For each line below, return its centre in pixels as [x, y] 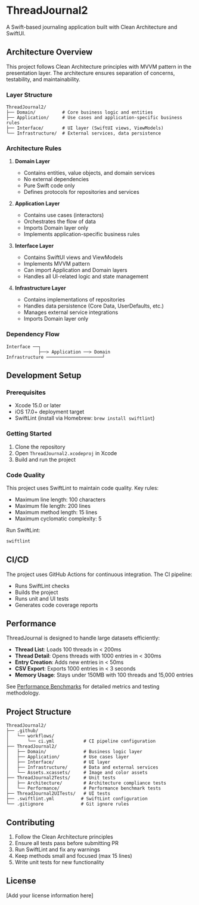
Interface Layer [34, 246]
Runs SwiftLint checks [42, 586]
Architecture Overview [49, 52]
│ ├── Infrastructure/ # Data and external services [83, 767]
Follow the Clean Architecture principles [64, 837]
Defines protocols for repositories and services [82, 192]
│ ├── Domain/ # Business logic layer [74, 752]
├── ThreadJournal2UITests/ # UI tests [58, 794]
